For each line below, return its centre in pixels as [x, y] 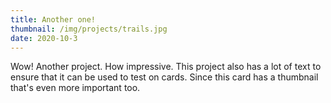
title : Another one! [53, 19]
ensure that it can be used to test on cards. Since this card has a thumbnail [164, 77]
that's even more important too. [75, 88]
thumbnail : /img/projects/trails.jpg [89, 29]
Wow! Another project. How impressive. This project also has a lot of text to [166, 67]
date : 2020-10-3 [44, 38]
